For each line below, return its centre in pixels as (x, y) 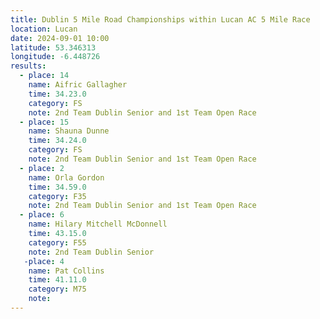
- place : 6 (42, 215)
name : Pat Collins (66, 271)
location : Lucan (44, 29)
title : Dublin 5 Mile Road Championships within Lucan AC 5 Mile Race (160, 19)
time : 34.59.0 (57, 187)
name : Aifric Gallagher (78, 85)
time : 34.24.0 (57, 141)
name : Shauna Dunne (69, 131)
